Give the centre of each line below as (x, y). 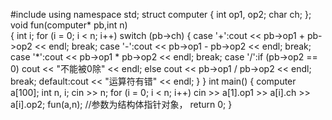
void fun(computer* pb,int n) (69, 25)
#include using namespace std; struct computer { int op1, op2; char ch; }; (161, 14)
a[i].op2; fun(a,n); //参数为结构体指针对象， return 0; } (121, 104)
